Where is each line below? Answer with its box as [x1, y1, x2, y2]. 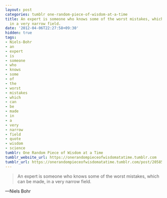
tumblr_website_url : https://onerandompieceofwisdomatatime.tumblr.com [5, 155, 157, 160]
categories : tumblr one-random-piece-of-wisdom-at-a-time [5, 12, 128, 17]
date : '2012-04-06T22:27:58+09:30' [5, 26, 79, 31]
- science [5, 146, 26, 151]
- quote [5, 136, 21, 141]
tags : [5, 35, 16, 40]
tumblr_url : [5, 159, 30, 164]
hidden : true [5, 30, 32, 35]
